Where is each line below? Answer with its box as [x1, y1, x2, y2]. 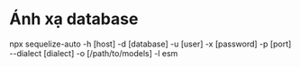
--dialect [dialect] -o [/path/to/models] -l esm [9, 47, 178, 58]
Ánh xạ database [9, 9, 139, 29]
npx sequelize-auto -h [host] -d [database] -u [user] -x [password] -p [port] [9, 38, 292, 49]
